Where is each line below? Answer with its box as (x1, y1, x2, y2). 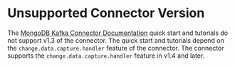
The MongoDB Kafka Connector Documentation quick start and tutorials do (7, 29, 229, 37)
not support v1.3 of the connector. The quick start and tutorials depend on (7, 36, 224, 44)
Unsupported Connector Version (7, 5, 205, 21)
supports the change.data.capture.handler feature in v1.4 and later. (7, 51, 205, 60)
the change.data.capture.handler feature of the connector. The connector (7, 43, 224, 52)
